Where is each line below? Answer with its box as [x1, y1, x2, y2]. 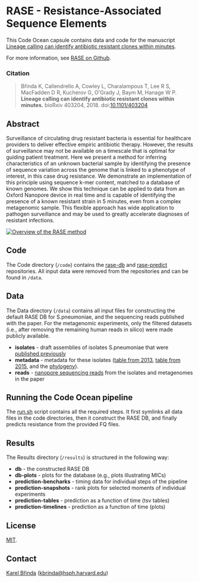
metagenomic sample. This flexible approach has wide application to [6, 204, 174, 212]
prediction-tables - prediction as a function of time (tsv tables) [14, 497, 170, 504]
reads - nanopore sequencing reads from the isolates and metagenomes [14, 369, 193, 376]
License [6, 520, 36, 530]
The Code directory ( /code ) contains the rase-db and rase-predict [6, 261, 168, 268]
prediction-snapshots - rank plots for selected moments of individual [14, 485, 186, 492]
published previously [14, 350, 67, 357]
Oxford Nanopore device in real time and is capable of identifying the [6, 191, 175, 199]
